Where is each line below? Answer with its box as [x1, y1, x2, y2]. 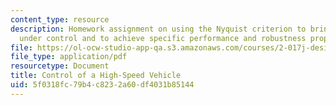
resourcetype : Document [10, 61, 110, 71]
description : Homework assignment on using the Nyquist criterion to [10, 24, 307, 34]
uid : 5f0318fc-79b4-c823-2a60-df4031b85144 [10, 80, 195, 90]
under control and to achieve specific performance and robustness [19, 33, 307, 43]
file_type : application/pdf [10, 52, 128, 62]
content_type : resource [10, 14, 110, 25]
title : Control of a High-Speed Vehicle [10, 71, 182, 81]
